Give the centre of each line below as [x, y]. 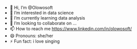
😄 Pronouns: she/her [31, 36]
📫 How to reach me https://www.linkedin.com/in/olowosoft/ [71, 29]
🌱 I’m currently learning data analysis [47, 18]
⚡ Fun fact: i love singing [35, 41]
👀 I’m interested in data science [42, 13]
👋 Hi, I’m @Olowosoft [31, 8]
